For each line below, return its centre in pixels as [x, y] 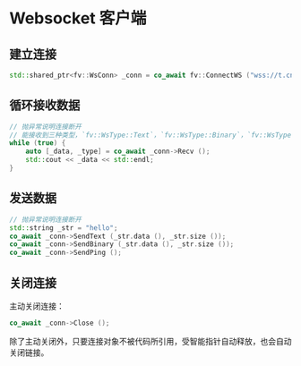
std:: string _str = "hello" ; [64, 228]
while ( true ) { [38, 143]
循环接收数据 [45, 105]
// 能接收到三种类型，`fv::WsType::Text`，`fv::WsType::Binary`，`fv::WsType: [152, 135]
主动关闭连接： [37, 306]
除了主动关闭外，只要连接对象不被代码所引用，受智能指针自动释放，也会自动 [150, 341]
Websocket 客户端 [78, 18]
